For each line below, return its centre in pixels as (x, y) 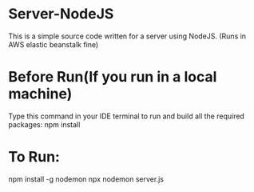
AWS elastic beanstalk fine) (54, 44)
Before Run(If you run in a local (113, 77)
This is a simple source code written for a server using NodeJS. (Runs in (127, 36)
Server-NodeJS (61, 14)
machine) (40, 94)
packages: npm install (44, 124)
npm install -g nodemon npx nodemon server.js (86, 179)
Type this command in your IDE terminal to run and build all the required (127, 116)
